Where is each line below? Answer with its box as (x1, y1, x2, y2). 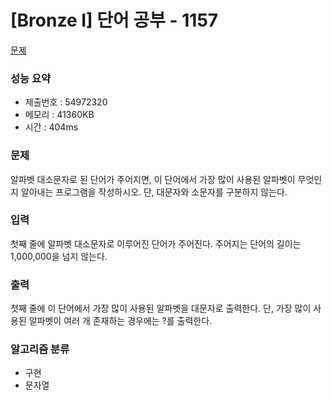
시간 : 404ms (24, 121, 79, 133)
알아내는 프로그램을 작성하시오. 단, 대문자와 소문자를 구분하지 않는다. (20, 186, 288, 198)
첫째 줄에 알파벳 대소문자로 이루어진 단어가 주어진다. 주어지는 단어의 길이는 (10, 237, 302, 250)
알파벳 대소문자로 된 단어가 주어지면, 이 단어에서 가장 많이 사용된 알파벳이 (10, 173, 296, 185)
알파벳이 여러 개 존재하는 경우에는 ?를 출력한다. (28, 315, 213, 327)
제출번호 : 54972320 (24, 96, 108, 108)
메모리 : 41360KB (24, 109, 95, 121)
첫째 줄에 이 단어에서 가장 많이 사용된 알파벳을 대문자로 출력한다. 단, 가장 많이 (10, 302, 312, 315)
